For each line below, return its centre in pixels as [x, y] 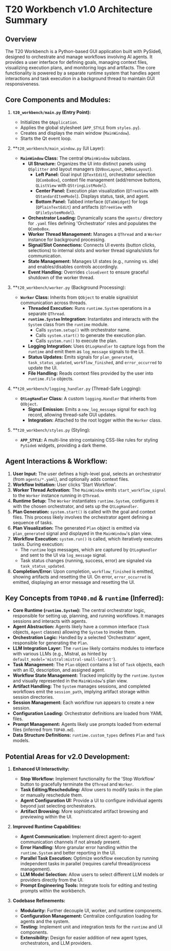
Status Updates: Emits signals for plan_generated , [81, 357]
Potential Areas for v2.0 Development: [68, 757]
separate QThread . [46, 313]
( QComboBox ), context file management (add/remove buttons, [98, 180]
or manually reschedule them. [52, 795]
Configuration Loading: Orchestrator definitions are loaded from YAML [88, 714]
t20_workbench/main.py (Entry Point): [52, 112]
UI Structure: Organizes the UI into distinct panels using [87, 163]
